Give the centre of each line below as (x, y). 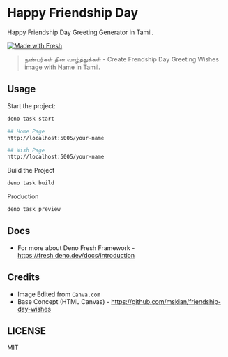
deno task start (31, 119)
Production (23, 196)
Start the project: (31, 105)
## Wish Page (26, 151)
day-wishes (34, 309)
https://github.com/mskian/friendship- (166, 301)
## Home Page (26, 131)
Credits (24, 277)
